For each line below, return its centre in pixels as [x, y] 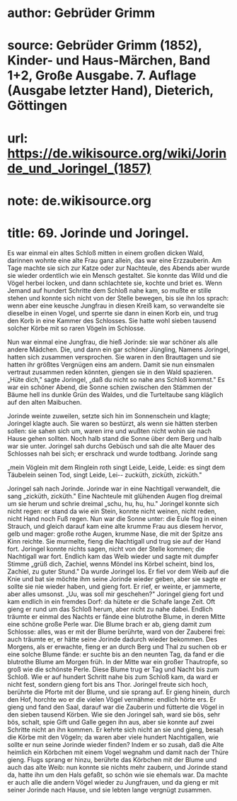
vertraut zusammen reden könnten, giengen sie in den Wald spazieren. [110, 372]
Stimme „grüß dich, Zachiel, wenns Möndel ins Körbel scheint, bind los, [111, 564]
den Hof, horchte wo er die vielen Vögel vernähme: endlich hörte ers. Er [112, 699]
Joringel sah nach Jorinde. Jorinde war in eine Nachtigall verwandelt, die [114, 488]
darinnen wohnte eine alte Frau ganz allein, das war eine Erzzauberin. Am [114, 260]
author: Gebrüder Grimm [81, 13]
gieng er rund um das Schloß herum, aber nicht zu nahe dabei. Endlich [110, 609]
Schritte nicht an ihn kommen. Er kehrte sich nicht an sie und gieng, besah [116, 729]
